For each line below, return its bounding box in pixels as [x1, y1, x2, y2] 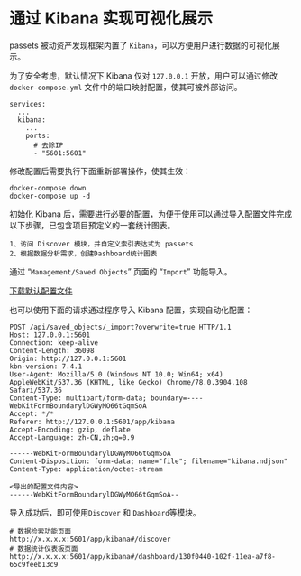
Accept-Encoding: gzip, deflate [9, 425, 131, 434]
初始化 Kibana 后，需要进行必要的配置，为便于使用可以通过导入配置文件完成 [9, 209, 293, 219]
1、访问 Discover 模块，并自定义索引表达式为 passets [9, 239, 194, 248]
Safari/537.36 [9, 386, 63, 395]
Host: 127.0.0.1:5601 [9, 330, 91, 339]
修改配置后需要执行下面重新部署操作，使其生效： [9, 165, 191, 176]
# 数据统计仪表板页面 [9, 543, 78, 553]
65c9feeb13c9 [9, 560, 59, 569]
